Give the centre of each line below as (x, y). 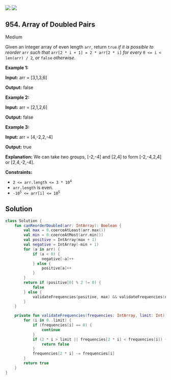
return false (55, 344)
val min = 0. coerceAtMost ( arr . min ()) (63, 235)
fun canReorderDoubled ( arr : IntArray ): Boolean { (68, 226)
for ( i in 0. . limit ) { (48, 320)
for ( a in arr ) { (42, 249)
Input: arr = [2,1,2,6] (26, 107)
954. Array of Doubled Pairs (50, 25)
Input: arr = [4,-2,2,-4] (29, 137)
